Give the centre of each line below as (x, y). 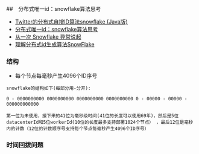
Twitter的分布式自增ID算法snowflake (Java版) (71, 22)
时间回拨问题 (25, 145)
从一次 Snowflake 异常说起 (48, 37)
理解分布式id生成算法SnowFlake (55, 44)
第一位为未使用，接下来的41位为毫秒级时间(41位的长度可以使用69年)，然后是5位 (93, 116)
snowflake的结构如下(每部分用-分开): (49, 88)
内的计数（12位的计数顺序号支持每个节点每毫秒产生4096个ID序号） (78, 129)
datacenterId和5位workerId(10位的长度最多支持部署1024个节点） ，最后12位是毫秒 (100, 123)
